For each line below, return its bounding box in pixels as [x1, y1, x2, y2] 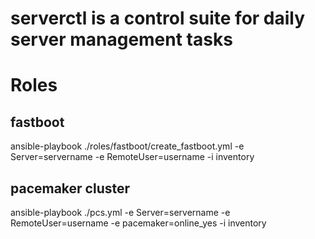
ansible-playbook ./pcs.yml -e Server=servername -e [10, 207, 231, 218]
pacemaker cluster [10, 180, 131, 197]
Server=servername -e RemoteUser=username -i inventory [10, 151, 255, 163]
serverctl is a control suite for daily [10, 7, 306, 30]
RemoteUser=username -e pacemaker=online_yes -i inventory [10, 217, 267, 229]
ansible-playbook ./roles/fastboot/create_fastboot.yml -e [10, 140, 245, 152]
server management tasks [10, 28, 233, 51]
